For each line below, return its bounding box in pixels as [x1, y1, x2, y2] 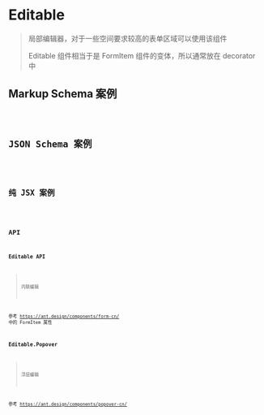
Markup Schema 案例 [8, 87, 117, 101]
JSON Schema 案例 [8, 138, 92, 149]
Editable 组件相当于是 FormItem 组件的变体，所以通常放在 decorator [28, 50, 256, 60]
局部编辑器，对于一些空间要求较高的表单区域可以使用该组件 [28, 33, 228, 43]
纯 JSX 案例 [8, 188, 55, 198]
